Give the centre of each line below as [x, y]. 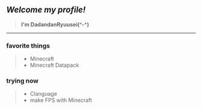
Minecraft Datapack [54, 65]
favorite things [28, 46]
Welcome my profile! [46, 10]
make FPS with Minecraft [61, 100]
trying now [23, 81]
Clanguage [43, 94]
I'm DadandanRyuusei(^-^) [55, 24]
